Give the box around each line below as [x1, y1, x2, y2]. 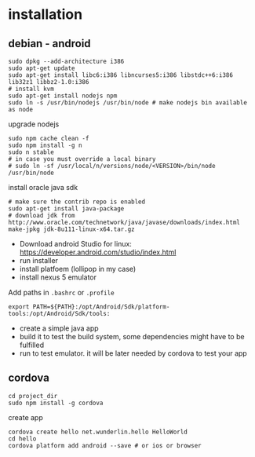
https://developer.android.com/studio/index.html [19, 247, 177, 257]
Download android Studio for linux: [19, 239, 132, 248]
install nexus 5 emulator [19, 272, 97, 282]
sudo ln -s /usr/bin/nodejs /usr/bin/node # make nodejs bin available [8, 99, 247, 107]
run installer [19, 256, 59, 265]
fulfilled [19, 340, 45, 349]
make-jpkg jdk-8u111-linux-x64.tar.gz [8, 225, 135, 233]
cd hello [8, 434, 37, 443]
